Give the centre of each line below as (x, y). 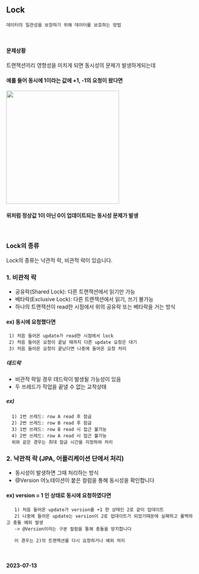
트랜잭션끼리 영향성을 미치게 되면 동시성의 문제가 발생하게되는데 (81, 65)
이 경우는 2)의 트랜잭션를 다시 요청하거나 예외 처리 (69, 541)
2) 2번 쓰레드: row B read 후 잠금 (52, 423)
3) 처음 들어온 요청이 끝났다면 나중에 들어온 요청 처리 (68, 349)
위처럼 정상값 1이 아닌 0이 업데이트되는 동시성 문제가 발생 (72, 215)
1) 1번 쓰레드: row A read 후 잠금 (52, 417)
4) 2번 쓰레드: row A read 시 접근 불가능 (59, 436)
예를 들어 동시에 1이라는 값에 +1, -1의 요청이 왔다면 (65, 80)
